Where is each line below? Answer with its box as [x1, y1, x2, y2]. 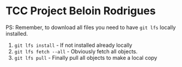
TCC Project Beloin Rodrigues [5, 4, 156, 18]
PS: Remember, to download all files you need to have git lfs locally [5, 24, 176, 31]
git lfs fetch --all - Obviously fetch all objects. [14, 47, 138, 55]
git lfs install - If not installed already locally [14, 42, 132, 49]
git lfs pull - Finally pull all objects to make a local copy [14, 54, 157, 61]
